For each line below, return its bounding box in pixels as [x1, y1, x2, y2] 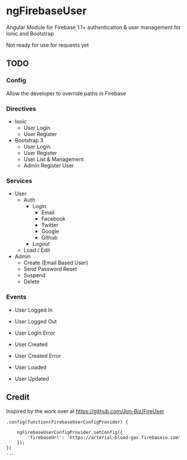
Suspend [23, 272, 46, 279]
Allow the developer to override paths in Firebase [6, 90, 126, 97]
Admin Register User [23, 161, 75, 169]
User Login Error [14, 329, 56, 336]
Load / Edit [23, 247, 50, 254]
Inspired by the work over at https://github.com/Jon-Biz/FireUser [6, 408, 165, 415]
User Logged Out [14, 318, 57, 325]
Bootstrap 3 [14, 137, 44, 144]
